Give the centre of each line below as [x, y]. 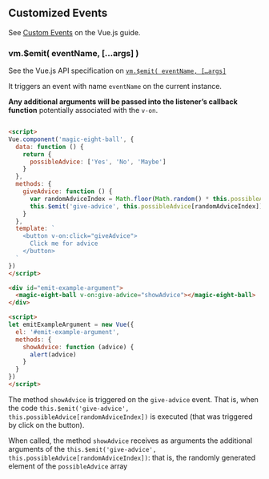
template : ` [36, 229]
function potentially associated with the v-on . [83, 111]
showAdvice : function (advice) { [78, 347]
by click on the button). [46, 425]
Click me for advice [64, 244]
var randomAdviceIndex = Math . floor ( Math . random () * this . [130, 199]
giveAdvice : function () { [68, 191]
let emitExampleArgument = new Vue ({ [71, 325]
